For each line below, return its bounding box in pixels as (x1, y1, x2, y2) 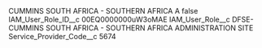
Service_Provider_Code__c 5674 (8, 32, 116, 41)
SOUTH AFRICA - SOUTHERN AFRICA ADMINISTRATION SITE (46, 23, 254, 33)
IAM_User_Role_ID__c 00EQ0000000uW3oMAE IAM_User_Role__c (8, 14, 230, 24)
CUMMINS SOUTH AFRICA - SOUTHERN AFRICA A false (8, 6, 199, 15)
